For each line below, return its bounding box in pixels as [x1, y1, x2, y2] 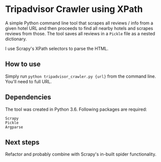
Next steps [5, 138, 40, 147]
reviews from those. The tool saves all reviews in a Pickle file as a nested [5, 30, 156, 36]
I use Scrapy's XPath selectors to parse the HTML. [5, 45, 109, 51]
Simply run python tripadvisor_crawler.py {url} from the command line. [5, 73, 157, 79]
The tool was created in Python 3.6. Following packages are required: [5, 106, 148, 112]
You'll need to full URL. [5, 78, 52, 84]
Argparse [5, 125, 23, 130]
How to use [5, 60, 41, 68]
